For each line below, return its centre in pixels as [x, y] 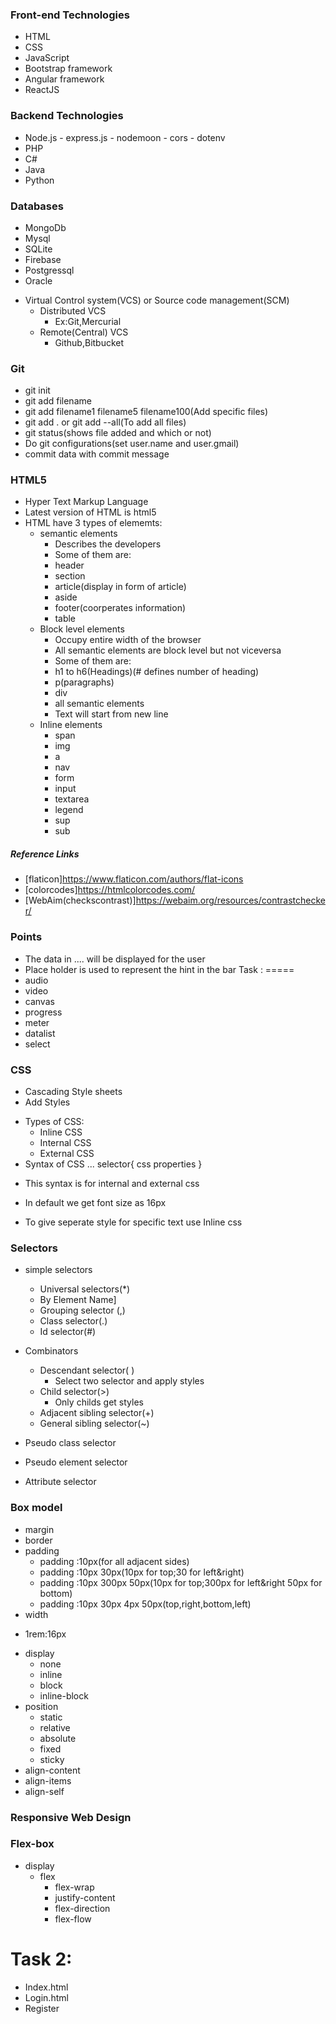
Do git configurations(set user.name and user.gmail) [132, 444]
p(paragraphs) [84, 682]
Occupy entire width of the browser [128, 640]
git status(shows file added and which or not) [118, 433]
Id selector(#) [68, 1332]
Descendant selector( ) [87, 1370]
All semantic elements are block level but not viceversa [168, 650]
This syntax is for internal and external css [112, 1184]
